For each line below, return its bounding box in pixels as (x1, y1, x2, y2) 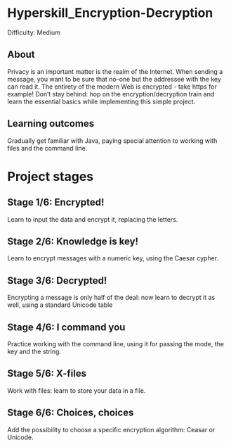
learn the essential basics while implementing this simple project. (7, 97, 196, 106)
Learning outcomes (7, 118, 95, 130)
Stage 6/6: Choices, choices (7, 407, 134, 419)
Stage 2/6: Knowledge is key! (7, 235, 139, 247)
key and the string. (7, 347, 62, 355)
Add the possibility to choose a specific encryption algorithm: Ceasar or (7, 425, 216, 434)
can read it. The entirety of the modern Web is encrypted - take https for (7, 82, 218, 91)
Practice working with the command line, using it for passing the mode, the (7, 340, 225, 348)
